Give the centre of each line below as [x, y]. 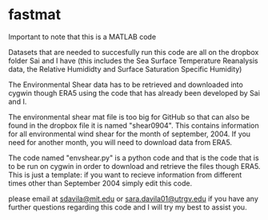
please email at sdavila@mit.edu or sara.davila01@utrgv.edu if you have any [133, 198]
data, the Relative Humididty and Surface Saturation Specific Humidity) [125, 69]
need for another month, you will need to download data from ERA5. [120, 142]
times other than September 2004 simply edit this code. [100, 183]
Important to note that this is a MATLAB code [82, 37]
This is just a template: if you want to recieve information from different [125, 175]
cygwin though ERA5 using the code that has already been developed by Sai [134, 92]
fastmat [35, 15]
